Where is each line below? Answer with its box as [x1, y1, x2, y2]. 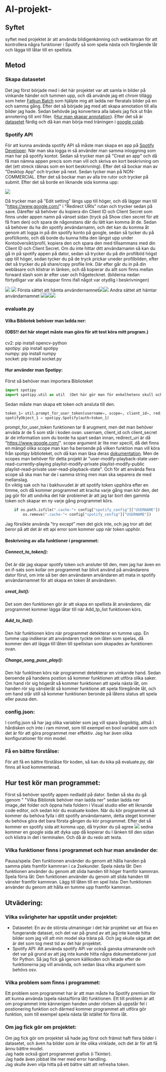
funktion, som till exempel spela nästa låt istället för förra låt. [5, 1011, 128, 1018]
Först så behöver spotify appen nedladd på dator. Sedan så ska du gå [5, 792, 147, 798]
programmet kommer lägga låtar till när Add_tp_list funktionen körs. [5, 606, 142, 612]
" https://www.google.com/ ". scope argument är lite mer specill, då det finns [5, 440, 159, 446]
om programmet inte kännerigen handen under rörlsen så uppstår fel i [5, 1001, 147, 1007]
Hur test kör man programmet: [5, 779, 100, 787]
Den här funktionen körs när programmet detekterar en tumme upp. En [5, 630, 149, 636]
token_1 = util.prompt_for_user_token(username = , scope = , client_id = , [5, 411, 152, 416]
